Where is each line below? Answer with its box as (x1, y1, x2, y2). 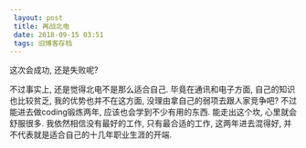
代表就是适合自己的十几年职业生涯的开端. (16, 129, 173, 141)
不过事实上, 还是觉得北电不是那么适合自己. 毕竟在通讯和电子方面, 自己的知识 (9, 84, 295, 95)
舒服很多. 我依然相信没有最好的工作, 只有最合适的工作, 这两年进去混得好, (9, 118, 281, 129)
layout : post (13, 13, 64, 23)
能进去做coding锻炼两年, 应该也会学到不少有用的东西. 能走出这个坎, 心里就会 (9, 106, 298, 118)
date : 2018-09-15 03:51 (13, 30, 104, 39)
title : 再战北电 (13, 22, 70, 31)
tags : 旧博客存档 (13, 38, 73, 48)
